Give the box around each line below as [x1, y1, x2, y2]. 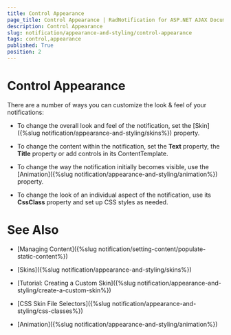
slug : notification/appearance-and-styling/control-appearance [7, 29, 192, 36]
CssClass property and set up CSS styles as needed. [16, 197, 168, 206]
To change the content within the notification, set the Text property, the [16, 142, 220, 150]
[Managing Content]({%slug [16, 245, 98, 253]
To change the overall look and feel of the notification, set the [16, 121, 192, 129]
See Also [7, 222, 59, 237]
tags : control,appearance [7, 36, 81, 43]
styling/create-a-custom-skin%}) [16, 286, 111, 294]
